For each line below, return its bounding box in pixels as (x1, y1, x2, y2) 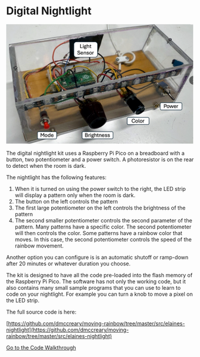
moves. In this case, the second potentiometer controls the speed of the (14, 236, 192, 243)
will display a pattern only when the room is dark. (14, 192, 136, 199)
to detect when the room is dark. (6, 162, 86, 170)
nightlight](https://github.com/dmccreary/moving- (6, 326, 129, 334)
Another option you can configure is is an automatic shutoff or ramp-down (6, 254, 189, 261)
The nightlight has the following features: (6, 174, 107, 181)
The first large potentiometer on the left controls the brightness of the (14, 204, 186, 212)
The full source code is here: (6, 308, 77, 316)
